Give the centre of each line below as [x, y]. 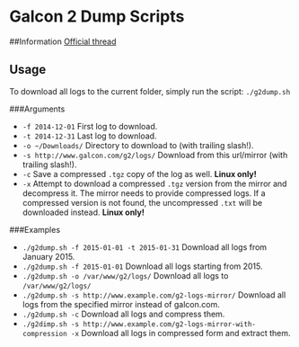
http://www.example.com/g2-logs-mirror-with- [170, 324]
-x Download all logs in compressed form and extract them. [180, 333]
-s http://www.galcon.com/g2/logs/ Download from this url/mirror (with [155, 155]
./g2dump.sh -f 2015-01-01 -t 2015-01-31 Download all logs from [145, 247]
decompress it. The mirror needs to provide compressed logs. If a [144, 193]
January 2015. [48, 256]
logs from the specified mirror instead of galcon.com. [121, 304]
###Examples [35, 229]
